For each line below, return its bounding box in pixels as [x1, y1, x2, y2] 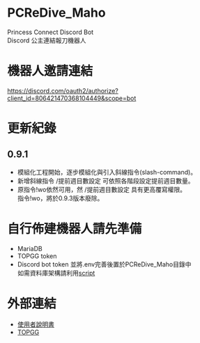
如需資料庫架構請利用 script [17, 269, 95, 277]
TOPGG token [17, 252, 57, 260]
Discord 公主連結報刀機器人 [7, 36, 86, 45]
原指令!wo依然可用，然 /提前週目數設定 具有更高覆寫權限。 [17, 185, 187, 193]
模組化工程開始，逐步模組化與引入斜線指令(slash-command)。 [17, 168, 197, 176]
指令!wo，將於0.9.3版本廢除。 [17, 193, 104, 202]
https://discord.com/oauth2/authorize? [7, 86, 118, 95]
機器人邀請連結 [7, 63, 93, 79]
